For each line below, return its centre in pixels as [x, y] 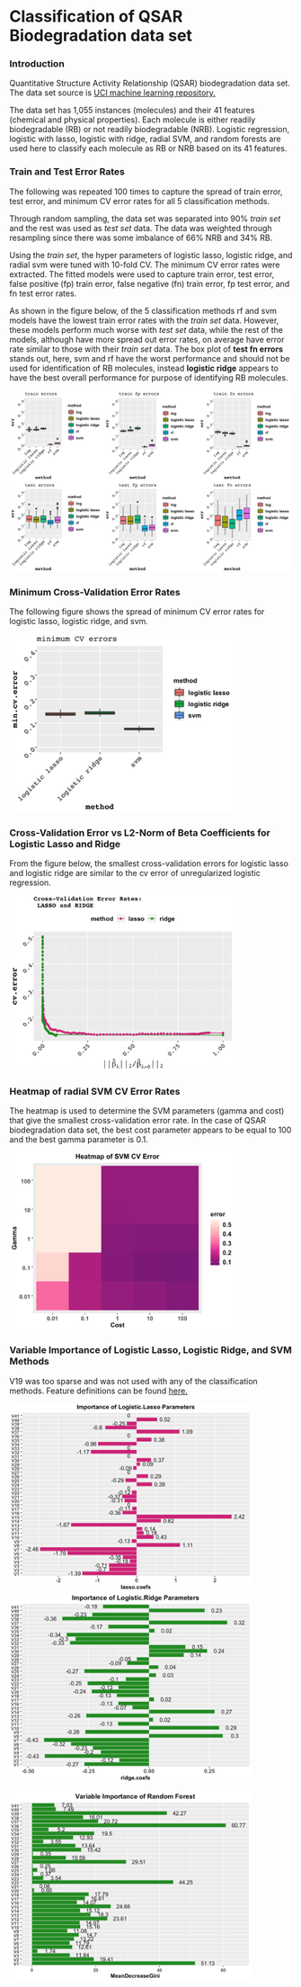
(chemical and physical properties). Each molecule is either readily [133, 120]
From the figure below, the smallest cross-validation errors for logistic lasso [149, 864]
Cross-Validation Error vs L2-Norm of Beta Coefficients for [140, 832]
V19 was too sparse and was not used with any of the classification [133, 1381]
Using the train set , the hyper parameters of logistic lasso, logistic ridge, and [151, 255]
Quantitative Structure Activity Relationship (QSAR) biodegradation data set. [150, 84]
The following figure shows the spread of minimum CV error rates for [137, 612]
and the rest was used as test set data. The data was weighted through [141, 228]
